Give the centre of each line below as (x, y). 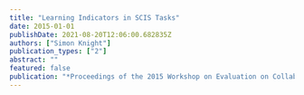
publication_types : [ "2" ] (58, 52)
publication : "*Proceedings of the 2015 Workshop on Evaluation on (139, 77)
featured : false (40, 69)
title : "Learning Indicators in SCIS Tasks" (95, 18)
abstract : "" (34, 60)
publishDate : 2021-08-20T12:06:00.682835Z (90, 34)
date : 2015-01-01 (42, 26)
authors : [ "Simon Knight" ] (60, 43)
